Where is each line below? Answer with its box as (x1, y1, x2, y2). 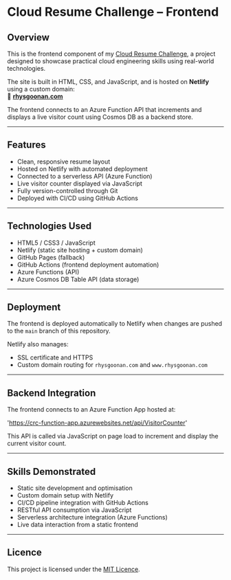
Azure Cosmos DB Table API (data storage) (16, 275, 140, 283)
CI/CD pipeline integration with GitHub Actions (16, 499, 149, 507)
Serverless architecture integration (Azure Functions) (16, 513, 168, 522)
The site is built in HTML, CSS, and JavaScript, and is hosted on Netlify (7, 78, 210, 86)
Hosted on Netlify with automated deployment (16, 164, 148, 172)
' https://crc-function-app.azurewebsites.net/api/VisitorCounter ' (7, 419, 188, 427)
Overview (7, 32, 50, 43)
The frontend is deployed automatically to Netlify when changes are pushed (7, 320, 222, 328)
